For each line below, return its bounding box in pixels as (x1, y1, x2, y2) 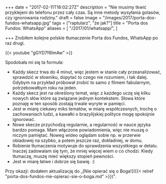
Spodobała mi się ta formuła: (5, 60, 64, 65)
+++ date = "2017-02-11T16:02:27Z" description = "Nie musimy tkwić (5, 4, 147, 10)
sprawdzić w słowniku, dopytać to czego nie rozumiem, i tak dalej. (12, 74, 148, 80)
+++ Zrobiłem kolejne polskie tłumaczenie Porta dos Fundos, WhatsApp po (5, 35, 158, 41)
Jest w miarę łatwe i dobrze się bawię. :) (12, 159, 95, 164)
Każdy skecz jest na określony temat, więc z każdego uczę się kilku (12, 90, 151, 96)
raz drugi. (5, 40, 25, 46)
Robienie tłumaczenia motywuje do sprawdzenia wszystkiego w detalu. (12, 143, 158, 148)
